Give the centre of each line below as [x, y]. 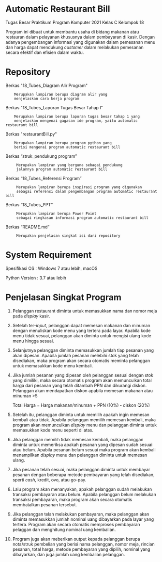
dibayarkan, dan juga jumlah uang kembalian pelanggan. [69, 554]
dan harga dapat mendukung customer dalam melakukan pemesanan [75, 47]
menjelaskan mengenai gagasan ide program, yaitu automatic [76, 121]
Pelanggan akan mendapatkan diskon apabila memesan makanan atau [83, 390]
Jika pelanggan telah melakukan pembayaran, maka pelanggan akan [81, 514]
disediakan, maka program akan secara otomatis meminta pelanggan [81, 361]
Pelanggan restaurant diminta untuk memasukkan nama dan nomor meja [85, 311]
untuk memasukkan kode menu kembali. [53, 365]
